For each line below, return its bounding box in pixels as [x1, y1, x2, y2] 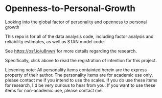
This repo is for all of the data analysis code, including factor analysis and [5, 33, 154, 39]
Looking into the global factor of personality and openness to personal [5, 19, 147, 25]
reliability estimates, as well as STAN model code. [5, 38, 105, 44]
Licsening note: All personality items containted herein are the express [5, 66, 147, 73]
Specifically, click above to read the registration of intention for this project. [5, 57, 157, 63]
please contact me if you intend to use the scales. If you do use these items [5, 77, 158, 83]
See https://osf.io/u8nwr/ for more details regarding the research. [5, 48, 137, 54]
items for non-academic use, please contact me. [5, 87, 103, 93]
